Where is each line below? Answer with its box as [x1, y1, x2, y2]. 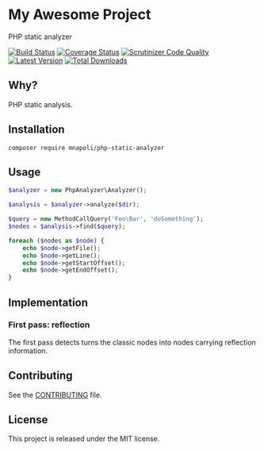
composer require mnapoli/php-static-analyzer [8, 144, 165, 152]
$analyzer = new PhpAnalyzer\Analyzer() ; [8, 187, 147, 195]
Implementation [8, 295, 89, 309]
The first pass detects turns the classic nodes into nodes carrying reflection [8, 337, 256, 347]
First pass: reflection [8, 319, 90, 330]
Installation [8, 123, 65, 137]
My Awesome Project [8, 6, 151, 24]
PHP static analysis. [8, 99, 73, 109]
